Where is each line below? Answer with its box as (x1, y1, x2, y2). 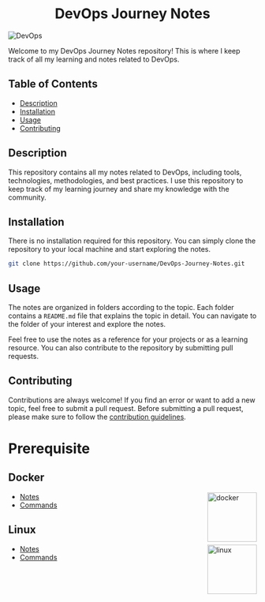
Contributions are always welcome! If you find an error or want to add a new (8, 395, 256, 405)
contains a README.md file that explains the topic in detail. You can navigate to (8, 311, 257, 320)
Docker (8, 471, 45, 484)
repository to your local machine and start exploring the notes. (8, 245, 211, 254)
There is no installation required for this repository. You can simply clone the (8, 236, 256, 245)
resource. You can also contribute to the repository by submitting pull (8, 343, 233, 353)
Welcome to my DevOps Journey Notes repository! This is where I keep (8, 46, 241, 55)
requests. (8, 352, 39, 361)
